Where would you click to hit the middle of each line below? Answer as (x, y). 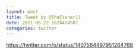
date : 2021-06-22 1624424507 (42, 23)
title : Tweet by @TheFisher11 (44, 17)
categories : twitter (32, 28)
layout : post (22, 12)
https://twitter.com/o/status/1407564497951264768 (70, 45)
